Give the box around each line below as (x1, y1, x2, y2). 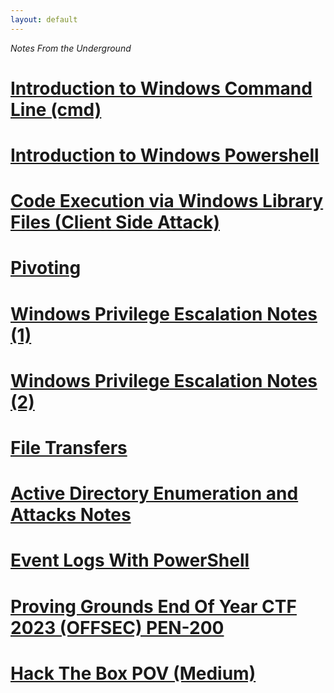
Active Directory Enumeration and (10, 482, 299, 505)
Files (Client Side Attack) (10, 211, 220, 234)
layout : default (10, 14, 78, 25)
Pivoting (10, 257, 82, 280)
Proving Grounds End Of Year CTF (10, 595, 297, 618)
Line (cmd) (10, 98, 102, 121)
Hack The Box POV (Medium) (10, 662, 257, 685)
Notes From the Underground (10, 42, 132, 54)
